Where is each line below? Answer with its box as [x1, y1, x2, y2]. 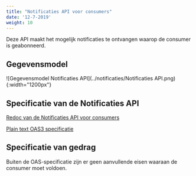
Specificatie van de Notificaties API [6, 98, 139, 108]
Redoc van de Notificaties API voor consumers [6, 114, 120, 121]
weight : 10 [6, 19, 33, 25]
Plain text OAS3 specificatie [6, 125, 74, 132]
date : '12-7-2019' [6, 14, 51, 20]
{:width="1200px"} [6, 81, 52, 89]
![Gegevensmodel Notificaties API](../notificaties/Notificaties [6, 75, 153, 82]
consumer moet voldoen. [6, 164, 67, 171]
